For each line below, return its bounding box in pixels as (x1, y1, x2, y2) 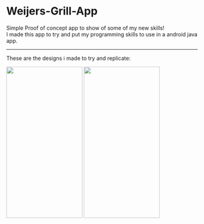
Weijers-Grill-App (6, 4, 98, 18)
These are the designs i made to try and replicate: (6, 54, 131, 62)
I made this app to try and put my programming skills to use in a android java (6, 30, 198, 38)
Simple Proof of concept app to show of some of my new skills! (6, 24, 165, 31)
